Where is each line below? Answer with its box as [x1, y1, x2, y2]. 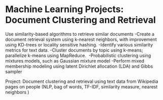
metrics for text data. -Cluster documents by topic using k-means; [5, 47, 143, 53]
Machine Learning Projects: [5, 4, 124, 15]
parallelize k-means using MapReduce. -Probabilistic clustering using [5, 52, 151, 59]
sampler [5, 68, 22, 74]
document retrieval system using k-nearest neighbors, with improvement [5, 36, 157, 42]
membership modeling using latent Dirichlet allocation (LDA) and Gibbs [5, 63, 153, 69]
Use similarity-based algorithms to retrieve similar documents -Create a [5, 31, 154, 37]
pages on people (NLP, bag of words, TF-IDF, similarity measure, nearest [5, 83, 158, 89]
